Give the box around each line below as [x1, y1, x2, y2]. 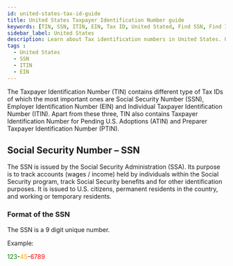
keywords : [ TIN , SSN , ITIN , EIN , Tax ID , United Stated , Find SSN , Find [7, 23, 222, 30]
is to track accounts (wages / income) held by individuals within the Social [7, 170, 219, 178]
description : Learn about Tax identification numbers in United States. [7, 36, 222, 43]
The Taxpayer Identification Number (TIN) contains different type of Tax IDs [7, 88, 223, 96]
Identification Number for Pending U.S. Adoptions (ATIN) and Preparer [7, 117, 208, 125]
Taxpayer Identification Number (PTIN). [7, 124, 120, 133]
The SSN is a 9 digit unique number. [7, 225, 110, 233]
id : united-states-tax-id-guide [7, 10, 101, 17]
